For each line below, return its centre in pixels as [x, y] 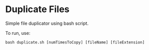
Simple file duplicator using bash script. [47, 23]
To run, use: [18, 33]
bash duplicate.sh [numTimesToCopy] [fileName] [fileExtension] [75, 42]
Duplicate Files [38, 9]
